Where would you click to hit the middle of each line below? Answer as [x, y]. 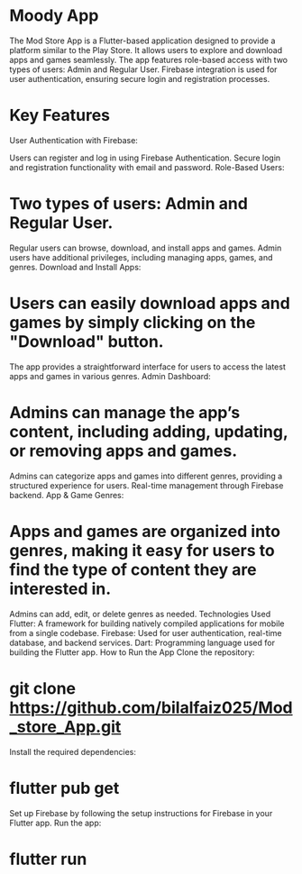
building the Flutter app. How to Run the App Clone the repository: [132, 652]
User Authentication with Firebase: [73, 140]
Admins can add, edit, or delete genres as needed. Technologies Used [140, 614]
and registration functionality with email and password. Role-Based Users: [147, 167]
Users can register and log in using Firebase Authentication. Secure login [145, 158]
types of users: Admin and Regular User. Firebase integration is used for [143, 69]
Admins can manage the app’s [125, 412]
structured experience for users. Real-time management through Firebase [146, 485]
